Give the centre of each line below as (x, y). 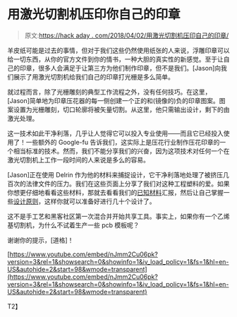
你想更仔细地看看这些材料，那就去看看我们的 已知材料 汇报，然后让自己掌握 (115, 192)
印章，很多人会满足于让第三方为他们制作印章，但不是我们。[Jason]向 (120, 68)
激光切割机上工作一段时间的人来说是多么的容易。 (78, 160)
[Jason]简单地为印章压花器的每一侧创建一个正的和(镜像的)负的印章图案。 (114, 100)
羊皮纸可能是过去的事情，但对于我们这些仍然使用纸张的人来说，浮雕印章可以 (119, 50)
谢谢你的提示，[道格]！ (41, 240)
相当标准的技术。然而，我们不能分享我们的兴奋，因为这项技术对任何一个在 (121, 151)
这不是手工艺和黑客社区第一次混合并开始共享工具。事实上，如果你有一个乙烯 (119, 216)
